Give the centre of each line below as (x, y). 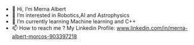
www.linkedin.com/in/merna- (152, 28)
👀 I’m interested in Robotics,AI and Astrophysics (71, 15)
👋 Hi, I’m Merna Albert (39, 9)
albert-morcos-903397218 (44, 36)
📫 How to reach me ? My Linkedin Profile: (63, 28)
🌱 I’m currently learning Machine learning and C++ (74, 21)
